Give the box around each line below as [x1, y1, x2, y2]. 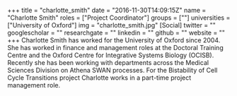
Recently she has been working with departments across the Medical [7, 59, 209, 66]
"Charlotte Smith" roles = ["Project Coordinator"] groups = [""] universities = [7, 13, 231, 22]
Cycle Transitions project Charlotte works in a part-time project [7, 73, 192, 82]
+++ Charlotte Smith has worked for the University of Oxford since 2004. [7, 36, 221, 44]
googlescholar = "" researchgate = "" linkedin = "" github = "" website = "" [7, 28, 225, 37]
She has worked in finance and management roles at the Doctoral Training [7, 44, 224, 52]
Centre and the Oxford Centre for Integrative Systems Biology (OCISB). [7, 51, 214, 59]
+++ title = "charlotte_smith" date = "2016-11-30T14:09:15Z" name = [7, 6, 207, 14]
